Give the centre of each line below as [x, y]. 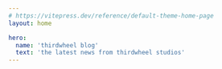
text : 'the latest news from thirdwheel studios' [100, 53]
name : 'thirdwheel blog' [57, 45]
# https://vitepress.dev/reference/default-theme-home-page [111, 16]
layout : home [30, 23]
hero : [17, 38]
